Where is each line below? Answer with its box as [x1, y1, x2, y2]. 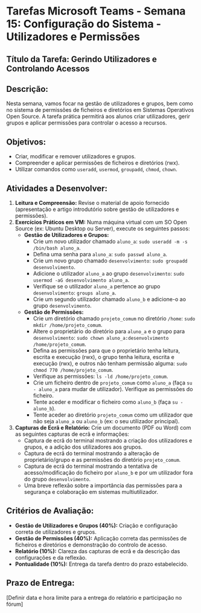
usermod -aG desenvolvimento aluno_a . [33, 276, 130, 284]
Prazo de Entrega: [6, 578, 75, 588]
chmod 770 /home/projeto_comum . [33, 366, 113, 374]
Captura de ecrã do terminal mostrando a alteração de [24, 450, 160, 457]
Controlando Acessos [6, 63, 90, 74]
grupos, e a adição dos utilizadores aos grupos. [24, 443, 143, 451]
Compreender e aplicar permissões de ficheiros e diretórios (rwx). [14, 159, 180, 167]
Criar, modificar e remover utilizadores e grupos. [14, 153, 136, 160]
